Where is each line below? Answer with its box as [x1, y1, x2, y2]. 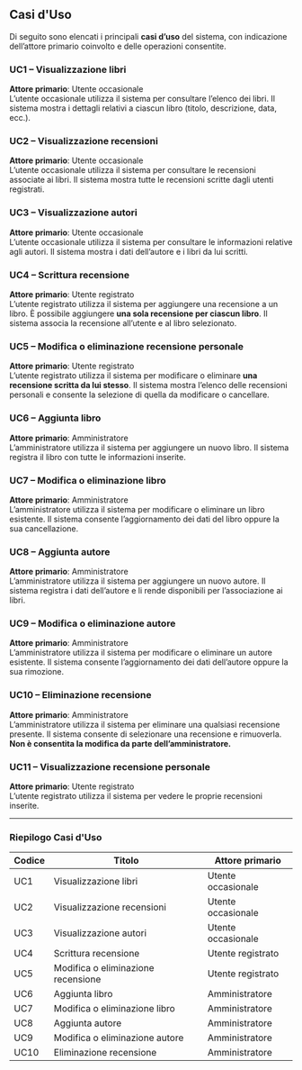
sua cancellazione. [9, 522, 79, 534]
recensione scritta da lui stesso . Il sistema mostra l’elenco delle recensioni [9, 380, 288, 391]
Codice [13, 855, 46, 867]
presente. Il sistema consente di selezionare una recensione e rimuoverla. [9, 729, 282, 739]
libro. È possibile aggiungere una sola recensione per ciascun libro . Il [9, 308, 268, 319]
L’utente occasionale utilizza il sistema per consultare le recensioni [9, 165, 256, 176]
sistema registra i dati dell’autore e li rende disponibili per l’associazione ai [9, 585, 283, 596]
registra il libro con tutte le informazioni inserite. [9, 451, 186, 462]
